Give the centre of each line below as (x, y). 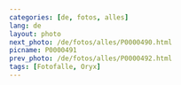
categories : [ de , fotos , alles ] (69, 17)
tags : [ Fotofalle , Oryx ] (55, 67)
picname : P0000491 (43, 50)
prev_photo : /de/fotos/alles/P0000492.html (91, 58)
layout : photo (35, 34)
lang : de (25, 26)
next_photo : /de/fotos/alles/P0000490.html (91, 42)
